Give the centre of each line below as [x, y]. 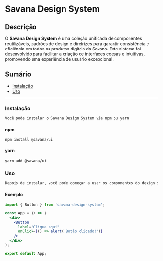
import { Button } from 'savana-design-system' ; [55, 205]
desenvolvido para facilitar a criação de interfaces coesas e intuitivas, [75, 54]
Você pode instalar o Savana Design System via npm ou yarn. [68, 118]
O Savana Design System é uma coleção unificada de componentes [73, 38]
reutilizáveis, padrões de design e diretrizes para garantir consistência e [77, 44]
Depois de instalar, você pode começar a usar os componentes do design [80, 183]
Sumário [18, 74]
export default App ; [26, 254]
